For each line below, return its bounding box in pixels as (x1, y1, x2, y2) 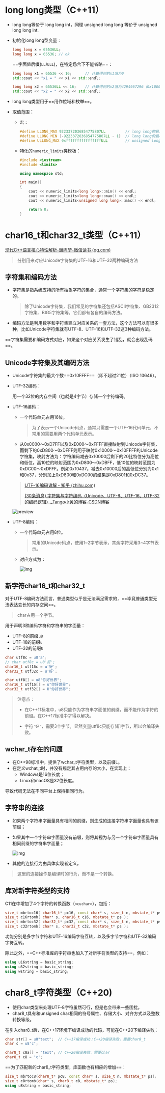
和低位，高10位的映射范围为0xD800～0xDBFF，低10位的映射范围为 (19, 460, 156, 465)
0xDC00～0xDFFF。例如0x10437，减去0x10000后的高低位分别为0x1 (19, 466, 159, 472)
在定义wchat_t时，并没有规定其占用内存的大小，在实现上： (12, 765, 132, 771)
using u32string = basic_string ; (5, 964, 74, 969)
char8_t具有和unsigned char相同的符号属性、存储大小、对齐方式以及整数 (12, 1010, 160, 1016)
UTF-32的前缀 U (12, 645, 44, 651)
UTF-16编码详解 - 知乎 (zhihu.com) (24, 482, 96, 489)
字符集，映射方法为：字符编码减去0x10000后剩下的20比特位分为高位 (19, 454, 159, 460)
